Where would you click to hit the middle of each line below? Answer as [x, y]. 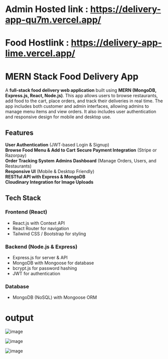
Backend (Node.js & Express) [41, 247]
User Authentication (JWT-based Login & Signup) [57, 145]
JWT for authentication [36, 274]
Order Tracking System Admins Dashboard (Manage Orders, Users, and [81, 161]
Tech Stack [23, 198]
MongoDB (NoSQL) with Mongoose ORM [55, 297]
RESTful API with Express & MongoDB [45, 177]
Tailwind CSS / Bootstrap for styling [49, 234]
